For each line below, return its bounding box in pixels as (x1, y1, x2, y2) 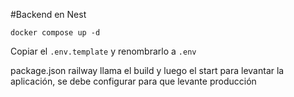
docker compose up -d (10, 28, 101, 38)
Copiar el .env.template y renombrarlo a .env (10, 45, 197, 57)
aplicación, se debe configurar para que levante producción (10, 75, 257, 87)
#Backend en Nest (10, 9, 87, 20)
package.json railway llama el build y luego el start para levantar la (10, 65, 285, 76)
